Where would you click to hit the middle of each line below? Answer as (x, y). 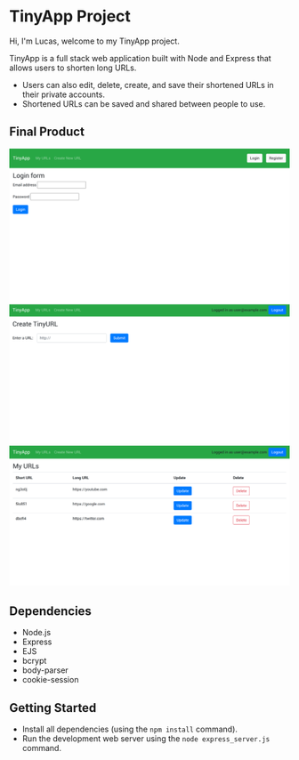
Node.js (36, 633)
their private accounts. (63, 94)
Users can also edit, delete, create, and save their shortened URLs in (148, 85)
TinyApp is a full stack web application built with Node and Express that (140, 58)
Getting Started (53, 708)
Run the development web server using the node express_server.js (146, 738)
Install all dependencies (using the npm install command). (130, 729)
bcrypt (34, 661)
